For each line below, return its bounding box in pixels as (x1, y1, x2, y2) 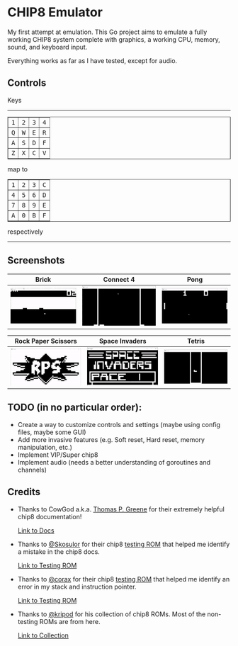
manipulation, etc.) (17, 443, 73, 451)
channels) (17, 465, 47, 474)
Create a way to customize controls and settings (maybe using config (17, 420, 221, 429)
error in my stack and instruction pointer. (17, 582, 137, 591)
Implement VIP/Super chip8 (17, 450, 98, 459)
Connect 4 (103, 276, 135, 284)
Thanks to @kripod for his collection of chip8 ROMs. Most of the (17, 610, 206, 618)
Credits (7, 486, 41, 498)
